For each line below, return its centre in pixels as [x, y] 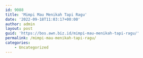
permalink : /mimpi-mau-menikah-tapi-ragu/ [51, 38]
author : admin [20, 24]
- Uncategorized [32, 47]
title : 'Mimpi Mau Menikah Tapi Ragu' [46, 15]
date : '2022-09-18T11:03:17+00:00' [43, 19]
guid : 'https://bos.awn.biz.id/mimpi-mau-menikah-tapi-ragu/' [72, 33]
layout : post [19, 29]
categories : [18, 43]
